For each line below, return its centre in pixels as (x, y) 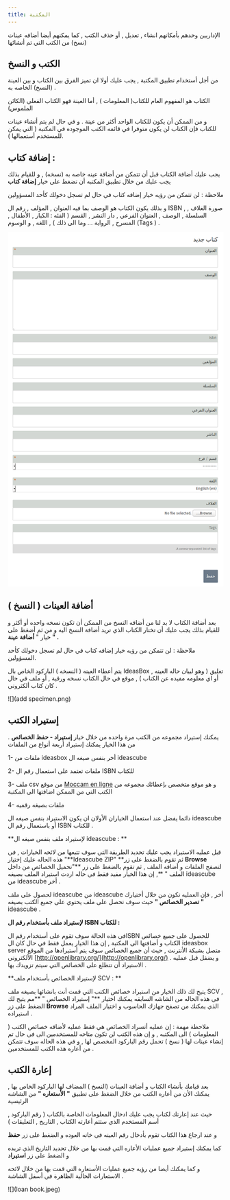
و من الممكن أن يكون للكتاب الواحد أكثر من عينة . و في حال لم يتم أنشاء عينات (107, 122)
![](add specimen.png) (39, 699)
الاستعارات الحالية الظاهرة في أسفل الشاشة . (66, 1176)
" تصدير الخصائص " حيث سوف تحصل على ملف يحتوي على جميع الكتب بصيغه (106, 901)
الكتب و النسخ (34, 64)
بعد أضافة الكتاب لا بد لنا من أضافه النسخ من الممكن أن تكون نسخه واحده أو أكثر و (112, 622)
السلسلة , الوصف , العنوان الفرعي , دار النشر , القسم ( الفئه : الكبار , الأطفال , (107, 216)
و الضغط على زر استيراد (38, 1155)
